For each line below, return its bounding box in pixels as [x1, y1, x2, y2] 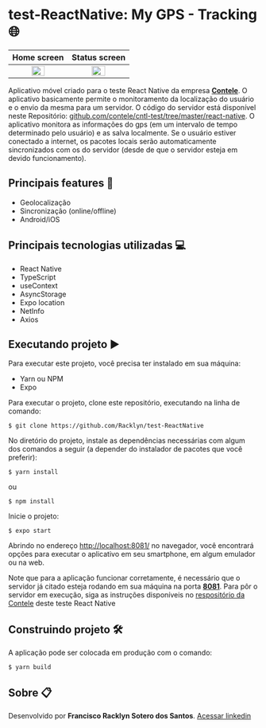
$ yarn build [8, 663, 52, 671]
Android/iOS [19, 214, 60, 224]
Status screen [71, 52, 126, 63]
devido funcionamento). [8, 153, 87, 162]
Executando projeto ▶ [8, 337, 121, 351]
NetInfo [19, 306, 45, 315]
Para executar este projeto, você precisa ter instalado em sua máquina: [8, 358, 241, 368]
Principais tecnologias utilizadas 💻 [8, 239, 187, 252]
